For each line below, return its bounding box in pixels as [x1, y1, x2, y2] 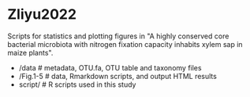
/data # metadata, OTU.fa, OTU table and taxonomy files [18, 63, 202, 72]
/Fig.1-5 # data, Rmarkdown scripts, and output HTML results [18, 71, 218, 81]
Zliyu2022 [7, 5, 76, 23]
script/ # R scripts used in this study [18, 80, 136, 89]
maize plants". [7, 48, 54, 57]
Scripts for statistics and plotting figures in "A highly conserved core [7, 31, 229, 41]
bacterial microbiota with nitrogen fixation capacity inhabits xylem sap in [7, 39, 243, 48]
